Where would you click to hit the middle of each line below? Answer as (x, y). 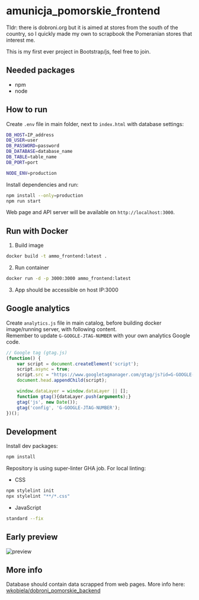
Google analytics (38, 308)
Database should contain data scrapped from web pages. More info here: (96, 585)
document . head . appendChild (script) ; (62, 381)
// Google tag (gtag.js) (37, 353)
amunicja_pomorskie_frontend (83, 11)
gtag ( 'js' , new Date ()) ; (47, 402)
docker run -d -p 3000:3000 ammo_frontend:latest (69, 279)
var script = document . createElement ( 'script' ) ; (78, 364)
